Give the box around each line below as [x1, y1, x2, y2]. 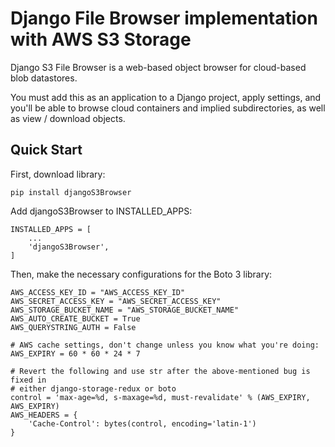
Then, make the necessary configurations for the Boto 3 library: [10, 268, 273, 280]
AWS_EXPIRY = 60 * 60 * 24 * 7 [10, 348, 141, 359]
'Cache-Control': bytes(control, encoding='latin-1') [28, 418, 257, 429]
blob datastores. [10, 72, 78, 84]
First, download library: [10, 168, 106, 180]
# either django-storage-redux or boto [10, 383, 177, 394]
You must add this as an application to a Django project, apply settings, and [10, 91, 322, 103]
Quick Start [10, 142, 83, 159]
